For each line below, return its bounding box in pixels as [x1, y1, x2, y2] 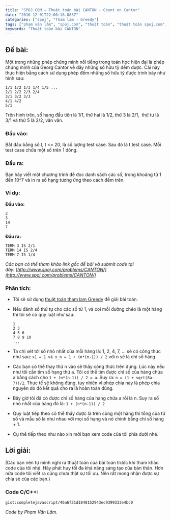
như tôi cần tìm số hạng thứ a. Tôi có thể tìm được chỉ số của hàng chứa [12, 369, 163, 375]
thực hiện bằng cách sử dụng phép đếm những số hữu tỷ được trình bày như [5, 69, 166, 76]
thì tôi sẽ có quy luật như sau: [12, 312, 75, 318]
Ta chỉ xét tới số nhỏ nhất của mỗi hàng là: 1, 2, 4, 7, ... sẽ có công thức [12, 348, 161, 355]
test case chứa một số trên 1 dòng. [5, 147, 78, 153]
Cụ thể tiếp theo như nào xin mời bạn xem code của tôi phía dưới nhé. [12, 431, 159, 437]
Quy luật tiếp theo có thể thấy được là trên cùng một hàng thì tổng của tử [12, 410, 165, 416]
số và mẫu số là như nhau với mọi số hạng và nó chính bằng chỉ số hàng [12, 416, 164, 422]
